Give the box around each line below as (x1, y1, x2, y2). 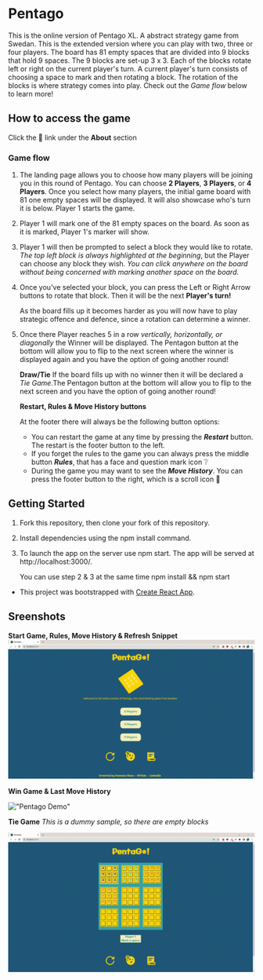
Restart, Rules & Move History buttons (19, 402, 147, 411)
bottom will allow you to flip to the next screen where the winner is (19, 346, 234, 356)
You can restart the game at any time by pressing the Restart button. (31, 433, 254, 442)
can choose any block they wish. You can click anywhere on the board (19, 259, 248, 269)
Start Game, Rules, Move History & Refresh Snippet (8, 631, 178, 640)
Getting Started (8, 497, 85, 510)
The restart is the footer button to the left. (31, 441, 166, 450)
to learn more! (8, 89, 53, 98)
